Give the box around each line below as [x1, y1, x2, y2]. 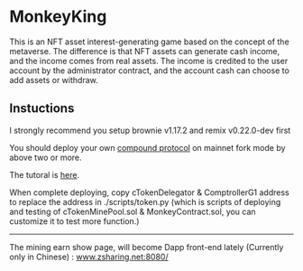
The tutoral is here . [9, 169, 79, 180]
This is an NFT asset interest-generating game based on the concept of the [9, 36, 290, 47]
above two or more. [9, 152, 83, 163]
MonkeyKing [9, 6, 107, 27]
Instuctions [9, 101, 75, 117]
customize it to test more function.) [9, 215, 140, 227]
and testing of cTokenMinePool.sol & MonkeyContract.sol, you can [9, 206, 256, 217]
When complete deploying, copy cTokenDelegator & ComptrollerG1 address [9, 187, 290, 198]
